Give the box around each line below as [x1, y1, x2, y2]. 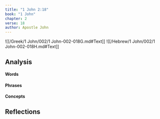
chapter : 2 [5, 16, 27, 21]
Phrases [5, 82, 22, 88]
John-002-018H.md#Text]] [5, 44, 59, 50]
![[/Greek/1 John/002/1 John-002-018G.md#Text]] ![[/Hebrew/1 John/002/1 [5, 38, 155, 44]
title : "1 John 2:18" [5, 7, 49, 12]
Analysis [5, 58, 32, 66]
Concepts [5, 93, 25, 100]
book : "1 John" [5, 12, 36, 17]
